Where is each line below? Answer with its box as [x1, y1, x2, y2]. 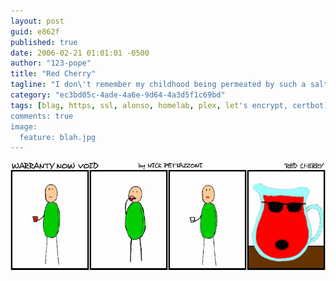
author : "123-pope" [10, 58, 92, 69]
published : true [10, 37, 78, 47]
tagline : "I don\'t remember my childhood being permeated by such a [10, 80, 307, 90]
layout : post [10, 16, 65, 26]
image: [10, 121, 38, 132]
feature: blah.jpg [19, 132, 97, 142]
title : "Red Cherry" [10, 69, 97, 79]
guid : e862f [10, 26, 60, 37]
